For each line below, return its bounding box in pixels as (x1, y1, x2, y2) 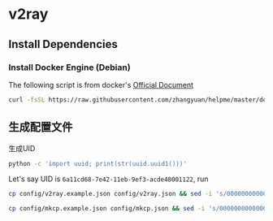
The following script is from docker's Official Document (8, 80, 193, 89)
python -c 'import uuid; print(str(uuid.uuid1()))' (8, 159, 187, 167)
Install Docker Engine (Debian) (8, 62, 132, 73)
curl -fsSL (8, 95, 45, 104)
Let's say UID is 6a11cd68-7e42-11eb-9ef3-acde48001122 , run (8, 174, 209, 184)
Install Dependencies (8, 37, 118, 51)
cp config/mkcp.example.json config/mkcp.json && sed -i (8, 205, 206, 213)
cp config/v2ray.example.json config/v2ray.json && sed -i (8, 190, 213, 198)
